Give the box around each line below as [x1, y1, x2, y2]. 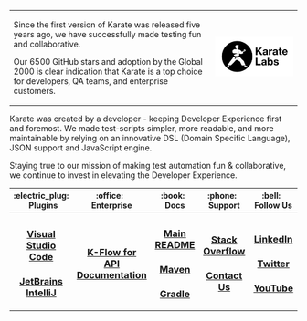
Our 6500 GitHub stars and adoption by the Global [13, 56, 203, 67]
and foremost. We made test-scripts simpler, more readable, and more [9, 123, 274, 134]
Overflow [202, 245, 246, 258]
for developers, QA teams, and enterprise [13, 75, 169, 87]
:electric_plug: [13, 190, 69, 201]
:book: [160, 190, 185, 201]
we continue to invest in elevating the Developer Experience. [9, 170, 238, 181]
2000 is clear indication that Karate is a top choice [13, 66, 203, 77]
